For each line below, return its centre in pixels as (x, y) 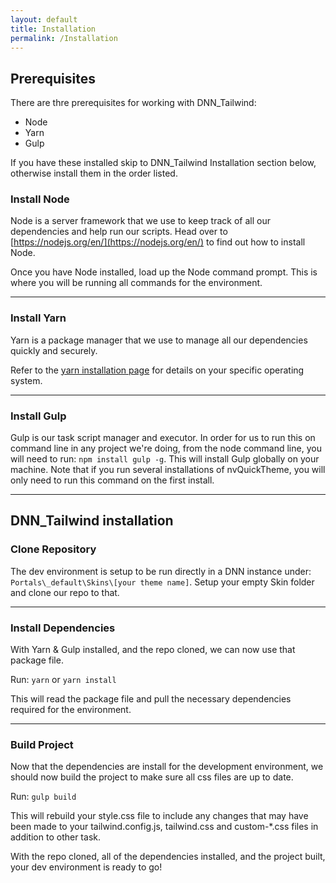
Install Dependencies (63, 628)
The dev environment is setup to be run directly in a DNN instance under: (161, 571)
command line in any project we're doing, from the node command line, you (166, 448)
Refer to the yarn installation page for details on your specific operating (157, 370)
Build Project (42, 744)
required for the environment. (71, 710)
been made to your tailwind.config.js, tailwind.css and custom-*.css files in (164, 827)
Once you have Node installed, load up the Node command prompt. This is (164, 272)
